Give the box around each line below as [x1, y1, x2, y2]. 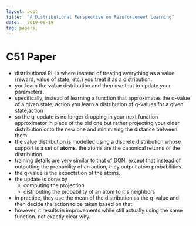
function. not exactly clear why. [14, 213, 91, 220]
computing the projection [23, 182, 85, 189]
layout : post [6, 8, 38, 15]
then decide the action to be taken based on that [14, 201, 133, 208]
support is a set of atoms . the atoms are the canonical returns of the [14, 144, 180, 151]
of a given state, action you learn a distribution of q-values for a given [14, 101, 184, 108]
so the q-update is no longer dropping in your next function [14, 113, 158, 120]
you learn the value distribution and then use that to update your [14, 82, 171, 89]
